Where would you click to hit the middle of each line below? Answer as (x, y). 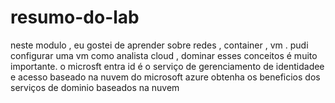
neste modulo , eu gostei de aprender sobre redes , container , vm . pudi (159, 45)
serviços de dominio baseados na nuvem (95, 87)
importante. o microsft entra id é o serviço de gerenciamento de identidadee (167, 66)
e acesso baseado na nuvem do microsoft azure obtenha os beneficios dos (165, 77)
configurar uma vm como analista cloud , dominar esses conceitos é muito (164, 55)
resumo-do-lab (75, 17)
